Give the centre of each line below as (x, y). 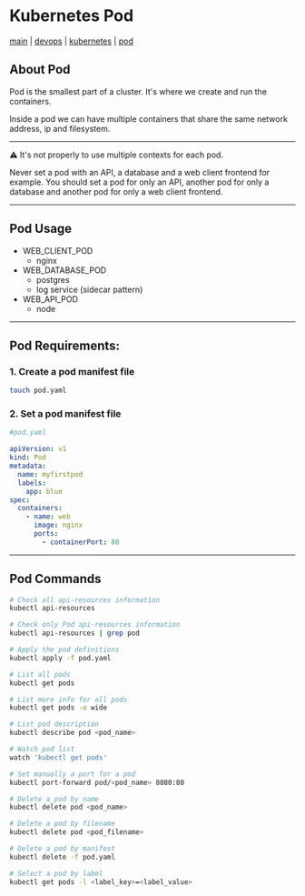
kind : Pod (28, 458)
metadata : (28, 466)
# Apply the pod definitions (64, 650)
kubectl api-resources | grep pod (75, 633)
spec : (20, 500)
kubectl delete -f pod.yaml (63, 857)
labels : (32, 483)
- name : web (48, 517)
